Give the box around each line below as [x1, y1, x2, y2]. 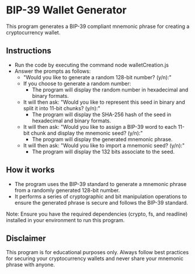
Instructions [6, 46, 51, 56]
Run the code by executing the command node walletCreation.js [14, 61, 169, 68]
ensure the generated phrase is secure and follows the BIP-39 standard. [14, 199, 189, 206]
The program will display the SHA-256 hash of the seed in [32, 111, 172, 118]
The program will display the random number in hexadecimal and [32, 86, 189, 93]
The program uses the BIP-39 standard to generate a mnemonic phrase [14, 180, 187, 187]
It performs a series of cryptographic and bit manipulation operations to [14, 193, 187, 200]
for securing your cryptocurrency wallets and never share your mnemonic [6, 255, 184, 262]
